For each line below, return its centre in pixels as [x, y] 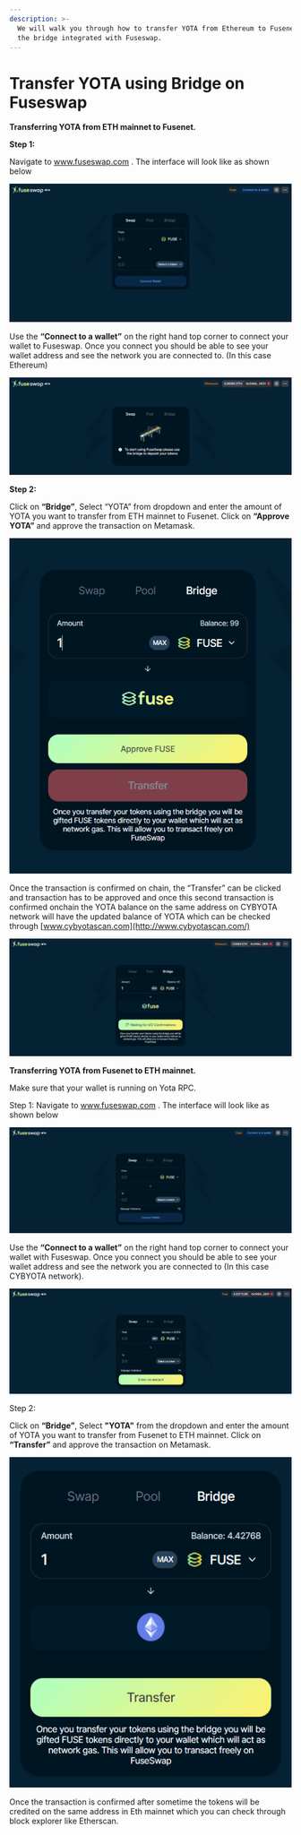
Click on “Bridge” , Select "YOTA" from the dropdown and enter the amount [149, 1426]
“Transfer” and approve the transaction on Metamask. [110, 1444]
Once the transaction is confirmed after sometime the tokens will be [134, 1802]
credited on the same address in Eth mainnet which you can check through [148, 1811]
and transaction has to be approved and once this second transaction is [142, 898]
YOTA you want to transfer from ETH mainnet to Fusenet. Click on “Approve [149, 516]
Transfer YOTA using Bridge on [127, 83]
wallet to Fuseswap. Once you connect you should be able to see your [139, 346]
